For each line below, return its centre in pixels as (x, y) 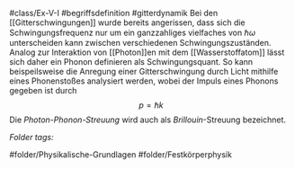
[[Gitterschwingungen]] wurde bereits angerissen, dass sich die (127, 22)
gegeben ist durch (43, 90)
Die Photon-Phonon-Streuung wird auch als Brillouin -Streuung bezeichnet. (147, 120)
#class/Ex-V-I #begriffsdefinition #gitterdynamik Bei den (114, 13)
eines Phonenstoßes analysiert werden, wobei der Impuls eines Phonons (144, 81)
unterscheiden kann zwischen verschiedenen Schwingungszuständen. (140, 43)
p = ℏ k (151, 105)
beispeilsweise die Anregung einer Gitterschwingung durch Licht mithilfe (144, 71)
